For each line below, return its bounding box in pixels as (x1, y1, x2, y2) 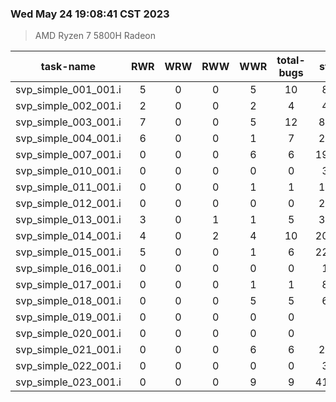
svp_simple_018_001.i (15, 294, 122, 308)
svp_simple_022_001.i (15, 359, 122, 373)
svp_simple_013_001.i (15, 213, 122, 227)
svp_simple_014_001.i (15, 229, 122, 243)
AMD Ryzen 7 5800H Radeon (34, 30, 156, 42)
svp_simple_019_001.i (15, 310, 122, 324)
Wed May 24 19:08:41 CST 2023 (10, 7, 170, 21)
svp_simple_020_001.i (15, 327, 122, 341)
